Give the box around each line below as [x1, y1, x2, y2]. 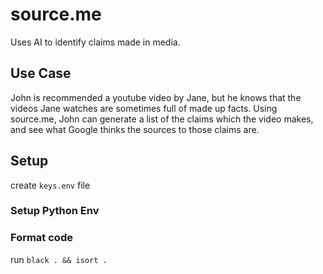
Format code [10, 231, 73, 245]
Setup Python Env [10, 204, 100, 218]
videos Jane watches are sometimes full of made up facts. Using [10, 102, 278, 114]
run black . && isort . [10, 253, 108, 265]
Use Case [10, 65, 72, 82]
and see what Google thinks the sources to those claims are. [10, 123, 260, 135]
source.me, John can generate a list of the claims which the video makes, [10, 113, 314, 125]
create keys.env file [10, 179, 91, 191]
